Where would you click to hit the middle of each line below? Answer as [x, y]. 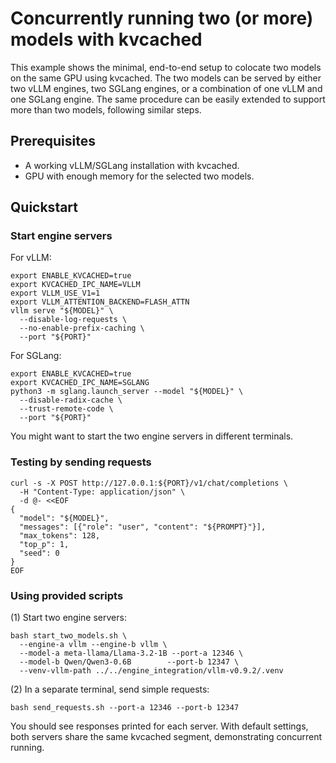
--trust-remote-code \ [66, 409]
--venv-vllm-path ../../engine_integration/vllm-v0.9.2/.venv [151, 671]
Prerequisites [53, 141]
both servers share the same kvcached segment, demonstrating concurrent [166, 737]
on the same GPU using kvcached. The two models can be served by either [166, 78]
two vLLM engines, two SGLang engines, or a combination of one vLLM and [166, 88]
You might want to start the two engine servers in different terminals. [152, 436]
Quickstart [44, 207]
